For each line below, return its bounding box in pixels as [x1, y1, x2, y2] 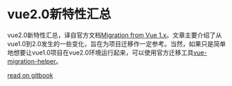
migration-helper [7, 57, 56, 65]
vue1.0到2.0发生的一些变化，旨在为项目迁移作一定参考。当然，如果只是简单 [7, 39, 226, 48]
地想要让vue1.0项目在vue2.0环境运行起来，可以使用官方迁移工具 [7, 48, 194, 57]
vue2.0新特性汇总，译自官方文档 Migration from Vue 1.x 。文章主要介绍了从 [7, 31, 222, 39]
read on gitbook [7, 71, 53, 79]
